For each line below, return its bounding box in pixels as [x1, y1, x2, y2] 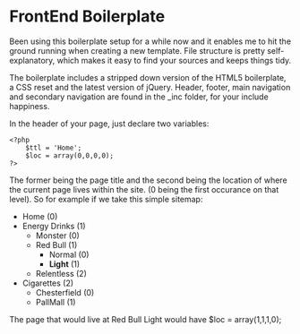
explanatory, [9, 55, 56, 65]
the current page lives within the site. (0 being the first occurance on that [9, 184, 279, 194]
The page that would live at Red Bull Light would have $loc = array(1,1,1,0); [9, 313, 282, 324]
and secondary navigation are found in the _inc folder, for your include [9, 91, 269, 102]
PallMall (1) [35, 296, 76, 307]
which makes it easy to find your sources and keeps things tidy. [56, 55, 292, 65]
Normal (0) [48, 249, 90, 260]
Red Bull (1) [35, 239, 78, 250]
